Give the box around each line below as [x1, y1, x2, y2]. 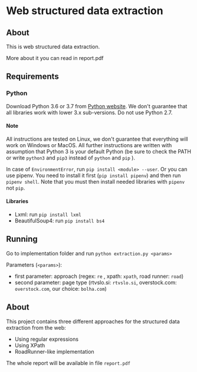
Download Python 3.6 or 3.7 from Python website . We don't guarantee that [6, 102, 188, 109]
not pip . [6, 184, 25, 191]
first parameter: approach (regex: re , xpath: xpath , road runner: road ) [14, 273, 184, 280]
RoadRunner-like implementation [14, 348, 94, 355]
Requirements [6, 72, 59, 82]
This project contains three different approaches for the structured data [6, 318, 180, 325]
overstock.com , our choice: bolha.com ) [14, 285, 107, 292]
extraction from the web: [6, 324, 66, 331]
